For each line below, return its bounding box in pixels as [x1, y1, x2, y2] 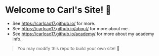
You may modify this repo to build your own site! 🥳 [17, 45, 120, 51]
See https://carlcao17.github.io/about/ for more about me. [12, 25, 129, 31]
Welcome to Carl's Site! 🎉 [5, 4, 112, 16]
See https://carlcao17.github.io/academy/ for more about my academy [12, 31, 155, 37]
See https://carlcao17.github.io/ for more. [12, 20, 96, 26]
